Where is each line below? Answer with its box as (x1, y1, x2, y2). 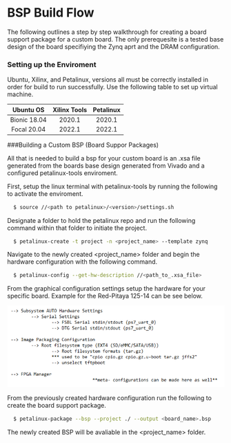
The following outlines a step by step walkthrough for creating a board (7, 28, 207, 36)
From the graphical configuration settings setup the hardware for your (7, 284, 205, 293)
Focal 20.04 (11, 125, 46, 134)
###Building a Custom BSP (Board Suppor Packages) (7, 141, 159, 149)
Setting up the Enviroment (7, 60, 97, 69)
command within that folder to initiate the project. (7, 224, 147, 232)
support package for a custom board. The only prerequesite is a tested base (7, 35, 224, 43)
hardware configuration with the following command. (7, 257, 158, 266)
